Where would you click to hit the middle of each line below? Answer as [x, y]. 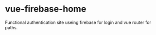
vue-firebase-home [46, 9]
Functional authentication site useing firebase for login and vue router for [78, 22]
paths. [11, 27]
